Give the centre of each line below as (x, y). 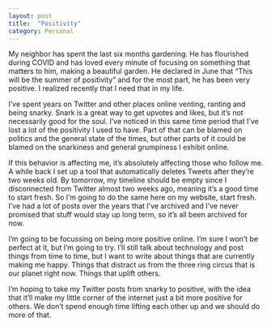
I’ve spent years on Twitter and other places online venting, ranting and (127, 104)
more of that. (30, 315)
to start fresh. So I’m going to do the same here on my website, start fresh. (133, 197)
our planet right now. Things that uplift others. (85, 273)
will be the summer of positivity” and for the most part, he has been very (129, 80)
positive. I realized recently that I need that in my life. (96, 88)
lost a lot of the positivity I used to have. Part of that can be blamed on (125, 130)
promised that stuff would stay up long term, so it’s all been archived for (128, 215)
